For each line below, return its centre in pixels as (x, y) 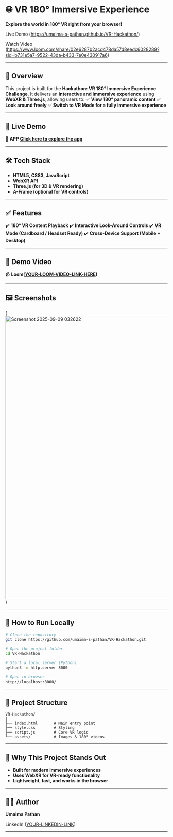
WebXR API (25, 181)
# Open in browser (25, 677)
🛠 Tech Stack (28, 160)
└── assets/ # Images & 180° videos (55, 737)
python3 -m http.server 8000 (37, 668)
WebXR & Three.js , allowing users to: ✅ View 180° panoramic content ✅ (83, 99)
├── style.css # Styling (40, 728)
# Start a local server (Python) (41, 663)
